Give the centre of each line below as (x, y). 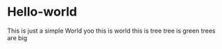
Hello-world (42, 12)
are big (17, 37)
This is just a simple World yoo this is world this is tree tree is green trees (111, 31)
